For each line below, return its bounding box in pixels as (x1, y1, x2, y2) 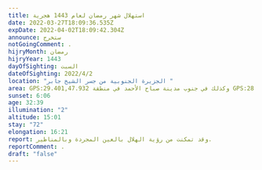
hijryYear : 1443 (8, 56, 61, 63)
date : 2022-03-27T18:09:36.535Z (8, 19, 114, 27)
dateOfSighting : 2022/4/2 (8, 70, 93, 78)
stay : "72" (8, 121, 44, 128)
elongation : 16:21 (8, 128, 68, 136)
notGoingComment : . (8, 41, 72, 49)
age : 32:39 (8, 99, 44, 107)
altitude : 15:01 (8, 114, 61, 121)
